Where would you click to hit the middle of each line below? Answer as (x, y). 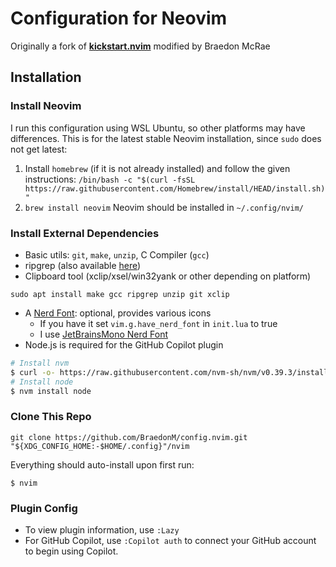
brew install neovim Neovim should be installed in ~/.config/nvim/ (164, 207)
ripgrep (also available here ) (83, 265)
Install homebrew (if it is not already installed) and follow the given (157, 168)
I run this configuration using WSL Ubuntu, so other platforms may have (158, 128)
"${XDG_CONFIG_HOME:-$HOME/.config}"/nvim (100, 446)
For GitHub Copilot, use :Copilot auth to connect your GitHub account (170, 541)
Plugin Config (44, 508)
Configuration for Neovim (119, 18)
